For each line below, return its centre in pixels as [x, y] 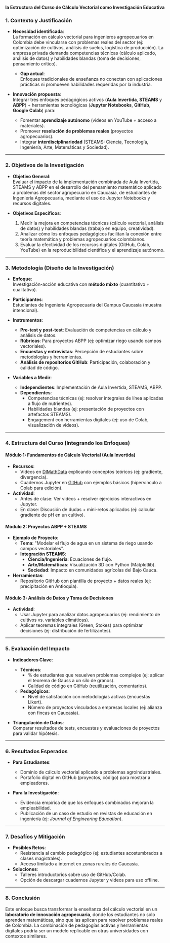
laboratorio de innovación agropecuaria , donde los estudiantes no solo [80, 914]
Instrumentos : [28, 320]
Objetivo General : [31, 176]
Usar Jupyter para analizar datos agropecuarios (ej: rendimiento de [90, 615]
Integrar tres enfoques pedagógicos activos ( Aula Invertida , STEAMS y [87, 100]
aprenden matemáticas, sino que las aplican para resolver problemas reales [84, 920]
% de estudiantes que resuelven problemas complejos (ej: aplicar [96, 675]
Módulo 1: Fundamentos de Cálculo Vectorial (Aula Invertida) [70, 455]
